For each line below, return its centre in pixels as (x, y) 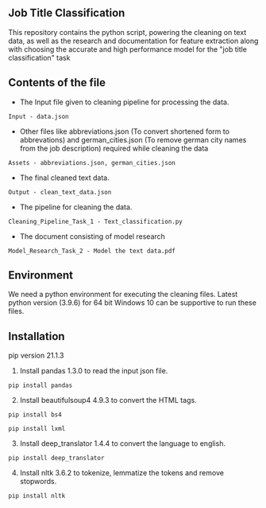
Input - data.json (39, 116)
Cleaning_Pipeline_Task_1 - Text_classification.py (95, 221)
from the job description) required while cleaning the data (114, 148)
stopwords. (38, 482)
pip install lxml (37, 429)
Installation (37, 336)
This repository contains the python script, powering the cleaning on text (127, 32)
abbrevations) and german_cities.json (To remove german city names (133, 139)
